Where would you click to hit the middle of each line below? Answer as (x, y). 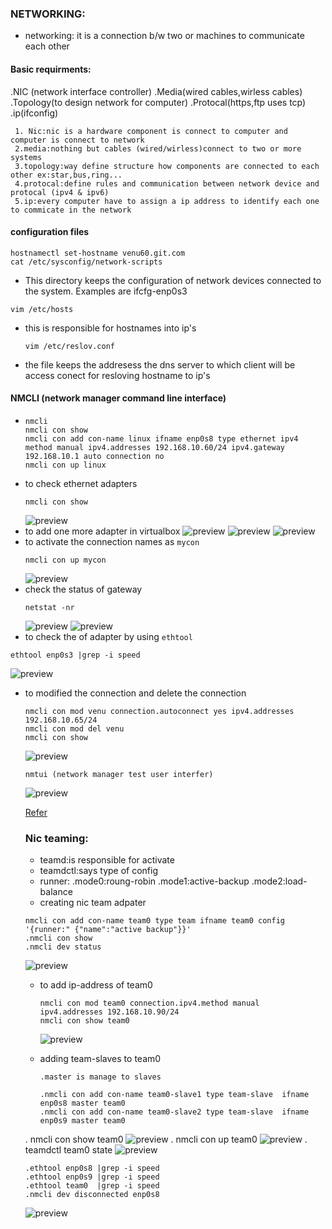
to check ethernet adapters (81, 483)
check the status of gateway (83, 589)
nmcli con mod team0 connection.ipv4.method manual (149, 1003)
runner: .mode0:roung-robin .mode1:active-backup (144, 881)
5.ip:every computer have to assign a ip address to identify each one (167, 201)
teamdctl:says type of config (99, 871)
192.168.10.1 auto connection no (94, 456)
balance (56, 892)
